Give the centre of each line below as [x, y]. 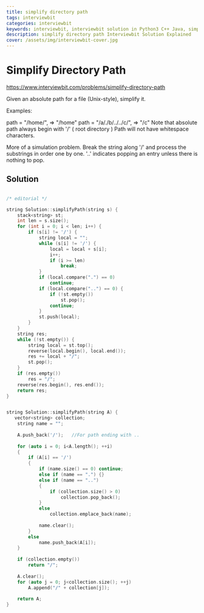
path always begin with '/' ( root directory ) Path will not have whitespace [98, 129]
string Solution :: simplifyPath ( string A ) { [62, 412]
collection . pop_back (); [90, 497]
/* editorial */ [27, 198]
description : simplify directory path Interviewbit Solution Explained [99, 35]
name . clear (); [56, 525]
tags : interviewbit [31, 18]
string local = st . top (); [61, 345]
